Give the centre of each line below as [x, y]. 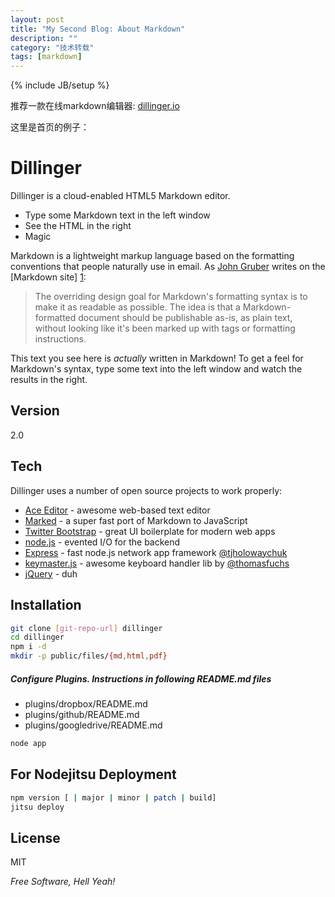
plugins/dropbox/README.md [86, 703]
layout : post [37, 19]
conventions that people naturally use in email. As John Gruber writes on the [168, 267]
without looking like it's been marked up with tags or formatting [165, 328]
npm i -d [28, 647]
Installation [46, 605]
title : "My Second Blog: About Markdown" [98, 29]
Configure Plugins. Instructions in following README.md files [141, 678]
